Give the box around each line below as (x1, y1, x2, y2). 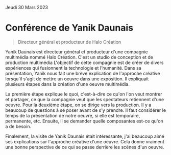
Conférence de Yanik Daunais (5, 22, 134, 34)
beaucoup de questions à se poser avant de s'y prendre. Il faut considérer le (5, 107, 166, 113)
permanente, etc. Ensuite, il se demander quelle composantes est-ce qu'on (5, 118, 163, 124)
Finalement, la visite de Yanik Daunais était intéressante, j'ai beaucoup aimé (5, 133, 164, 139)
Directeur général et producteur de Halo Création (17, 39, 121, 45)
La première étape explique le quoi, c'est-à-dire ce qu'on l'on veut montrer (5, 91, 162, 97)
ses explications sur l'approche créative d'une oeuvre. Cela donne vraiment (5, 138, 164, 144)
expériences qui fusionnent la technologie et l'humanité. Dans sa (5, 65, 141, 71)
